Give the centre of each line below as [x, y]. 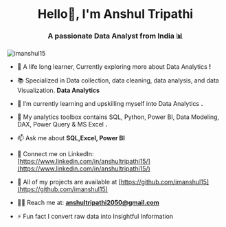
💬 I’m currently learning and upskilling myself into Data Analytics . [110, 104]
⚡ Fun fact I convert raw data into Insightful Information [95, 217]
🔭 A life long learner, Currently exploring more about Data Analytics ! [114, 67]
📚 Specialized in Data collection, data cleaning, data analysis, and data [118, 80]
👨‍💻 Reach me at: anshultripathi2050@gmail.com [88, 203]
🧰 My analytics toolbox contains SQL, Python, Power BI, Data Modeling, [118, 117]
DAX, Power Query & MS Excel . [62, 125]
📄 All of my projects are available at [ [69, 182]
